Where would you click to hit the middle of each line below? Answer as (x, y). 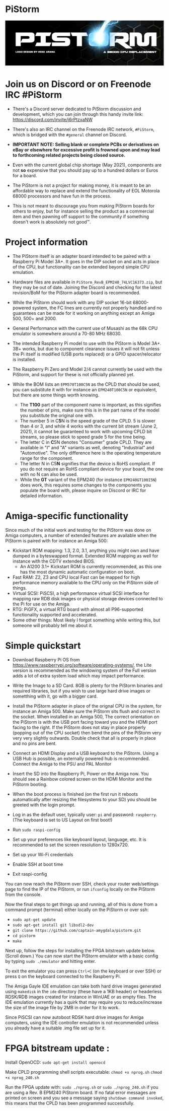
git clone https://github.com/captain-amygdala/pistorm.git (77, 930)
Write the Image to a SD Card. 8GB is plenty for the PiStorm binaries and (87, 685)
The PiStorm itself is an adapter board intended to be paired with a (81, 256)
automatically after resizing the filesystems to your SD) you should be (84, 799)
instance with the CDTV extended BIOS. (54, 561)
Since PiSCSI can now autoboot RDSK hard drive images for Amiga (74, 1017)
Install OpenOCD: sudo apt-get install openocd (55, 1062)
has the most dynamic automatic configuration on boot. (77, 572)
